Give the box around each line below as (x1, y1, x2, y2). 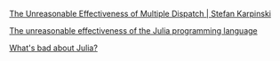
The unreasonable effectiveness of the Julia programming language (9, 26, 258, 35)
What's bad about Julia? (9, 42, 98, 53)
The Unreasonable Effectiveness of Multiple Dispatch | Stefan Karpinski (9, 9, 271, 19)
